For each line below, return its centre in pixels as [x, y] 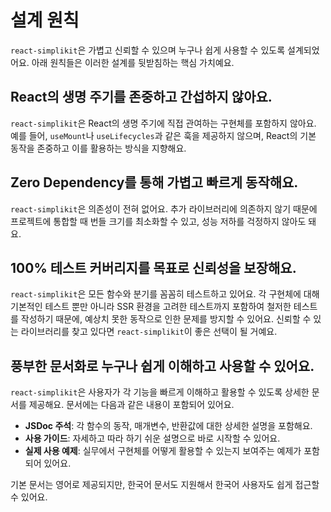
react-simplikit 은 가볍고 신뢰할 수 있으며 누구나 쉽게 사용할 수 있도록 [148, 50]
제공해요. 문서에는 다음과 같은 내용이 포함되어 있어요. [131, 405]
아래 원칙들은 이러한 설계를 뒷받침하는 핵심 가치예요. [133, 62]
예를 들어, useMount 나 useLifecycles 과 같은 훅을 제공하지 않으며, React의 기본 [163, 135]
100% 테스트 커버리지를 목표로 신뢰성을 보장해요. [153, 267]
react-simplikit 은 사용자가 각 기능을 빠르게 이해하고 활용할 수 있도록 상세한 [160, 392]
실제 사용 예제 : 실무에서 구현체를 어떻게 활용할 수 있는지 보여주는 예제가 [163, 451]
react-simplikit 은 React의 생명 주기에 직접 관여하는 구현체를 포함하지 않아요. [163, 123]
